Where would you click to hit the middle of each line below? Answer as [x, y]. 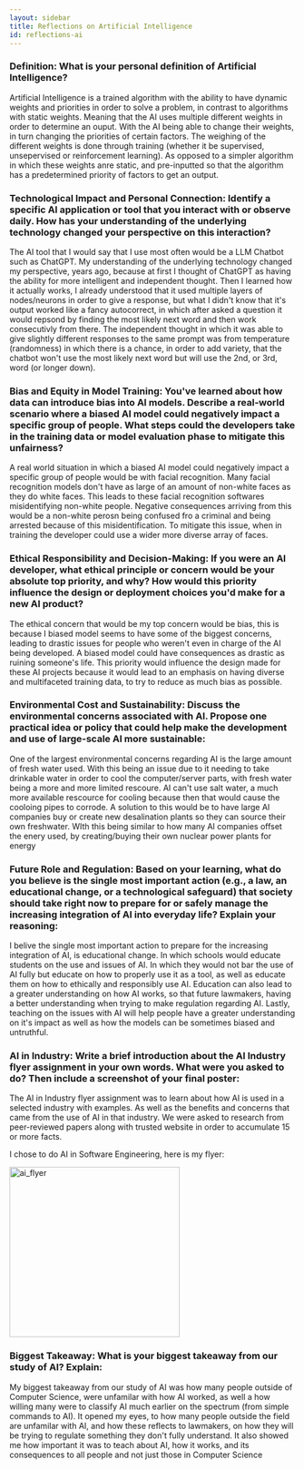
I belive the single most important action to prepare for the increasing [139, 945]
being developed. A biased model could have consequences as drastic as [147, 652]
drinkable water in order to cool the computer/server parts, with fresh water [151, 778]
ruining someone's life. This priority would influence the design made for [145, 662]
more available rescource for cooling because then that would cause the [145, 797]
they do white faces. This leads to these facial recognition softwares [137, 496]
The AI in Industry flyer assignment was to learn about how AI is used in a [147, 1098]
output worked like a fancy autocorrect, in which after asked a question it [146, 309]
